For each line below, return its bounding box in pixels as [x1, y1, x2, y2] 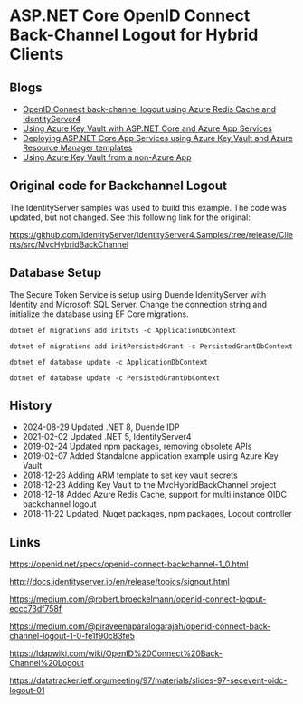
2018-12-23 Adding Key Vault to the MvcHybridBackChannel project [22, 480, 277, 490]
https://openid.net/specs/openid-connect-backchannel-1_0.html [9, 558, 249, 570]
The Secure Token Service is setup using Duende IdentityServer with [9, 289, 267, 300]
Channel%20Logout [9, 658, 84, 669]
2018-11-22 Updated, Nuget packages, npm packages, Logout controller [22, 509, 292, 519]
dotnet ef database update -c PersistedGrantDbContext [9, 373, 221, 383]
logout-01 [9, 685, 45, 696]
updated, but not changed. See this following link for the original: [9, 212, 251, 223]
